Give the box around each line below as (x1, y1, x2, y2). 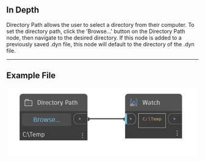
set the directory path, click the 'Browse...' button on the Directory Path (6, 27, 185, 35)
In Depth (6, 5, 40, 15)
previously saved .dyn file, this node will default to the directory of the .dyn (6, 40, 195, 48)
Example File (6, 70, 56, 81)
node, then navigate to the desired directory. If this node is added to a (6, 34, 182, 41)
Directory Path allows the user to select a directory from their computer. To (6, 21, 195, 28)
